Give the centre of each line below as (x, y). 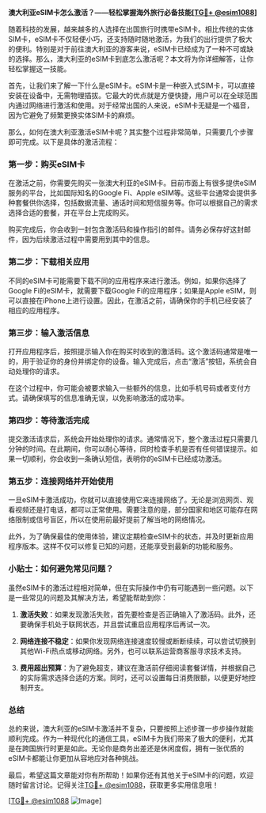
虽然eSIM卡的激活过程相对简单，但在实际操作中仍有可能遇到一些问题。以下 (131, 588)
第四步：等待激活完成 (49, 420)
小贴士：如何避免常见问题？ (61, 569)
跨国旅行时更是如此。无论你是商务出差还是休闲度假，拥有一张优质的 (133, 749)
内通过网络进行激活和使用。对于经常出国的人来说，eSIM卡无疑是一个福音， (131, 105)
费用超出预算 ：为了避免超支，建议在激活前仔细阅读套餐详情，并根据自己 (137, 667)
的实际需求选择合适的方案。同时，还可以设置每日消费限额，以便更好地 (134, 677)
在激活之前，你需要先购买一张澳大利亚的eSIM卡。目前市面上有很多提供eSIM (133, 183)
